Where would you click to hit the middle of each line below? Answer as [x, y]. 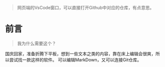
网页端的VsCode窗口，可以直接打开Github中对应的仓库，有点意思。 [86, 8]
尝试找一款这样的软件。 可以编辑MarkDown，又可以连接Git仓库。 [75, 60]
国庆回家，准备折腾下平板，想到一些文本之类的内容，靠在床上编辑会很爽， [80, 53]
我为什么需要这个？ [37, 43]
